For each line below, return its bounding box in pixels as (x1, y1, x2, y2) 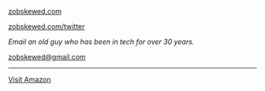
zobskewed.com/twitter (8, 22, 85, 31)
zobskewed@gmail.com (8, 53, 86, 61)
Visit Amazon (8, 75, 51, 84)
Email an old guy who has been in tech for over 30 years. (8, 37, 195, 46)
